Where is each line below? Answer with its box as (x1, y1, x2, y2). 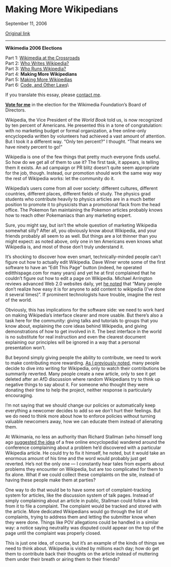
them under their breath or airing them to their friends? (5, 556, 120, 562)
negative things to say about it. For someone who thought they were (5, 381, 149, 387)
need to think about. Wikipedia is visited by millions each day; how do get (5, 545, 159, 551)
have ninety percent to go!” (5, 144, 63, 150)
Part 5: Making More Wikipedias (5, 76, 72, 82)
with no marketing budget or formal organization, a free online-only (5, 127, 147, 133)
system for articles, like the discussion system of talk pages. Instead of (5, 492, 154, 498)
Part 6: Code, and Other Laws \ (5, 81, 69, 88)
